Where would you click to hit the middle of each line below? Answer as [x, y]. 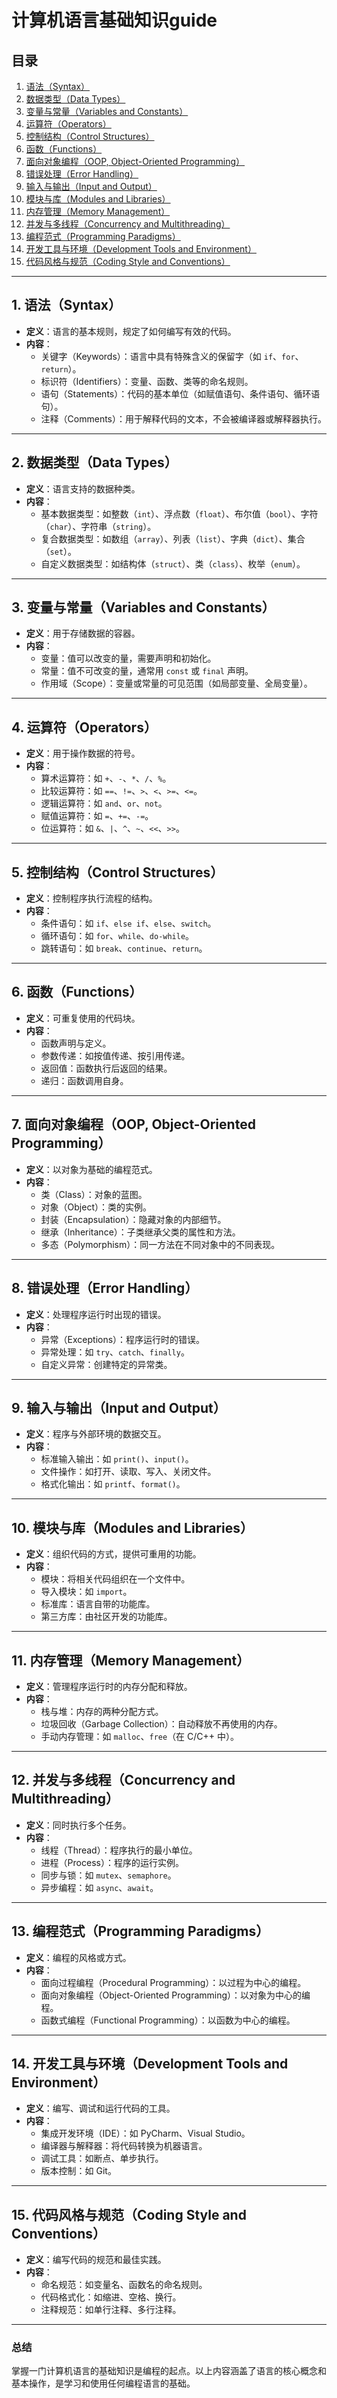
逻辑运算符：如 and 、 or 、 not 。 [104, 803]
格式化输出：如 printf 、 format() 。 [113, 1484]
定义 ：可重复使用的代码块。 [83, 1018]
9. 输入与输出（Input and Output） [119, 1407]
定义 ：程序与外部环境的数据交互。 [96, 1434]
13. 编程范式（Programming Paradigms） [140, 1931]
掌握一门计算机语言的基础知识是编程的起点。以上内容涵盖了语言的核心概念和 [169, 2371]
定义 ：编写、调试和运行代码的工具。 [100, 2108]
